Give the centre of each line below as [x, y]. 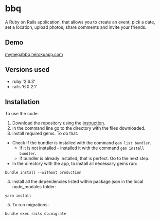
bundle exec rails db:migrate [36, 214]
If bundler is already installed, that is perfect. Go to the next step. [84, 159]
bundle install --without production [43, 173]
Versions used [27, 70]
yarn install [18, 196]
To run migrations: [30, 205]
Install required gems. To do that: [45, 133]
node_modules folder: [34, 187]
